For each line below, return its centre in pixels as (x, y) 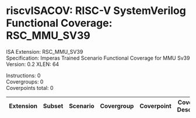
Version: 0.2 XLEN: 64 (33, 64)
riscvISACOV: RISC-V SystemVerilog (96, 11)
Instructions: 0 (23, 75)
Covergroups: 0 (25, 81)
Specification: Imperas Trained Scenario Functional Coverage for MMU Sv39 (98, 58)
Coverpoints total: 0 (30, 88)
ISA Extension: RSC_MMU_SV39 (45, 51)
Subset (53, 106)
